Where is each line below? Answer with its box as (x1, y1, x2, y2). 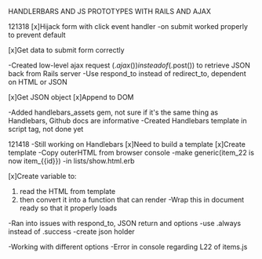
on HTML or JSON (8, 78, 68, 86)
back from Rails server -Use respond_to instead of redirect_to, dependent (8, 69, 246, 78)
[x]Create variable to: (8, 172, 77, 181)
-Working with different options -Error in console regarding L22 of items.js (8, 243, 248, 251)
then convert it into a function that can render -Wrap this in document (19, 195, 245, 204)
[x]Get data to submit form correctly (8, 46, 125, 54)
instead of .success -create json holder (8, 227, 135, 236)
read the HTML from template (19, 187, 116, 195)
